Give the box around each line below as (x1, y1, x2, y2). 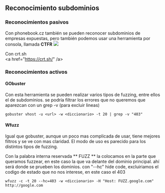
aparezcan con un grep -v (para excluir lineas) (5, 102, 100, 108)
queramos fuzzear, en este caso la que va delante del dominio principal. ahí (5, 158, 160, 165)
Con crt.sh (5, 50, 27, 56)
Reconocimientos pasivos (5, 19, 69, 26)
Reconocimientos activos (5, 68, 68, 75)
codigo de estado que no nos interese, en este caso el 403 (5, 169, 125, 175)
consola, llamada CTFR (5, 41, 53, 47)
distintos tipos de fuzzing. (5, 144, 58, 150)
